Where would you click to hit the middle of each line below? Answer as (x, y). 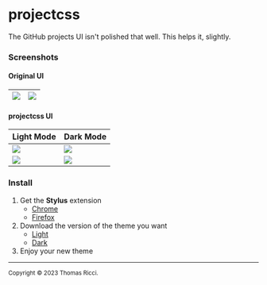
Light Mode (34, 137)
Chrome (44, 209)
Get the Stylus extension (60, 200)
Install (21, 183)
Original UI (26, 76)
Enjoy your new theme (56, 251)
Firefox (43, 217)
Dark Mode (85, 137)
